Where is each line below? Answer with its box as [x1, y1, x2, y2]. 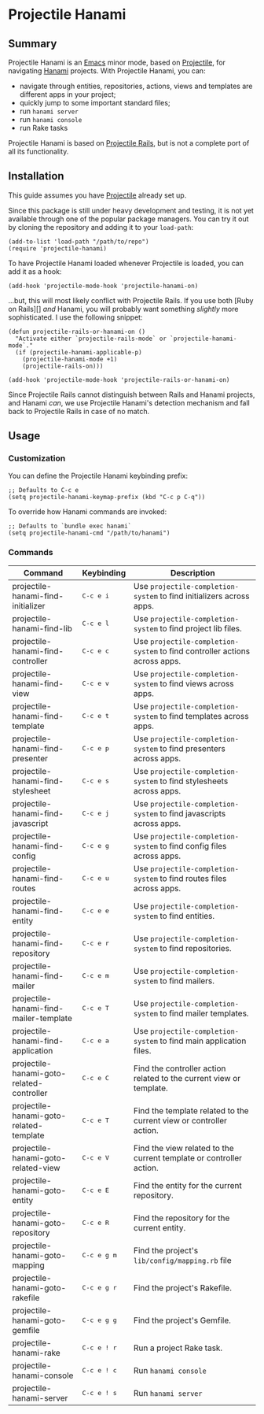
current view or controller [133, 1115, 228, 1126]
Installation [8, 169, 64, 183]
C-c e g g [82, 1316, 118, 1324]
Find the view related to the [133, 1142, 234, 1153]
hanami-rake [12, 1347, 60, 1358]
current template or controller [133, 1152, 242, 1163]
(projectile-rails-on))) [22, 362, 104, 370]
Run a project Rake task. [133, 1342, 223, 1353]
